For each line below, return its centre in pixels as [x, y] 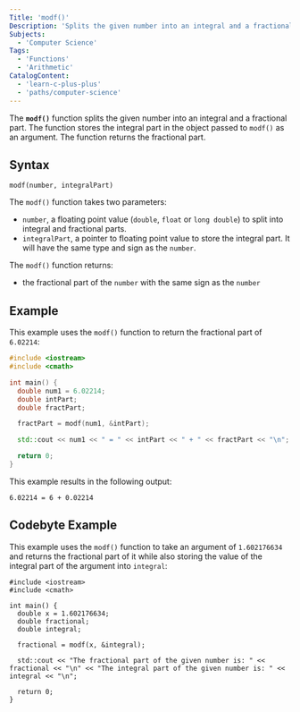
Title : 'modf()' [39, 17]
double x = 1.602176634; [63, 614]
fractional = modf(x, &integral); [81, 645]
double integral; [50, 629]
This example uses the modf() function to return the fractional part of [136, 333]
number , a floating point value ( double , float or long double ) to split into [153, 219]
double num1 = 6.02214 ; [61, 391]
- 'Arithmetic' [46, 68]
